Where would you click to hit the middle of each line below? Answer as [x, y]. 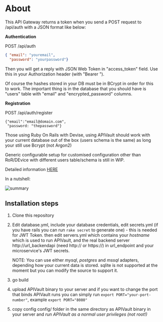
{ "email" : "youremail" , [30, 55]
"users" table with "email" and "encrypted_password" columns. [69, 94]
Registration [18, 103]
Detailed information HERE [32, 169]
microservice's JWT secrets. [41, 250]
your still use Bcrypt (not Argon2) [38, 145]
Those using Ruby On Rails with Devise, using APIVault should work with [78, 135]
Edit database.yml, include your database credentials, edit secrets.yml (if [85, 225]
